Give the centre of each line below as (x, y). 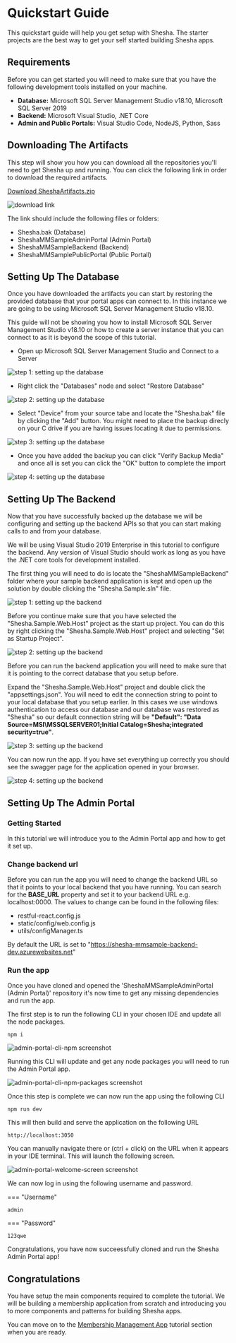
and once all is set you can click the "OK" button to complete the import (122, 463)
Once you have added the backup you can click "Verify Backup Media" (120, 456)
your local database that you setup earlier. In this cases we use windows (113, 702)
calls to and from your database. (54, 531)
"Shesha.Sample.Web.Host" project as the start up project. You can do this (116, 624)
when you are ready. (37, 1332)
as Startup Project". (36, 639)
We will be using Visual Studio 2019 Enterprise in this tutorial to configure (113, 545)
